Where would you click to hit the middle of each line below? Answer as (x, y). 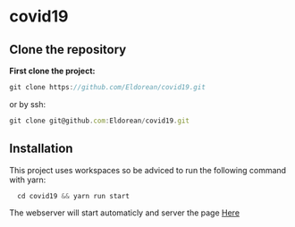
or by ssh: (28, 104)
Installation (41, 149)
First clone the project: (52, 71)
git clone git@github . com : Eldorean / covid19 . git (100, 121)
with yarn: (28, 180)
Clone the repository (68, 50)
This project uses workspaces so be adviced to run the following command (148, 170)
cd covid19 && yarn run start (73, 196)
